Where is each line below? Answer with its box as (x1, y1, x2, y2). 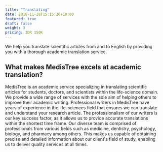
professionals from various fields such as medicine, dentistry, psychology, (5, 125, 157, 131)
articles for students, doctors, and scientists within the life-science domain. (5, 89, 159, 95)
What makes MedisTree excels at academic (5, 63, 142, 71)
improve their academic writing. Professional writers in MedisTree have (5, 99, 150, 105)
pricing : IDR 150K (5, 30, 43, 35)
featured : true (5, 16, 37, 21)
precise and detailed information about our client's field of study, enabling (5, 136, 156, 142)
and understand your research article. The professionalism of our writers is (5, 110, 158, 116)
